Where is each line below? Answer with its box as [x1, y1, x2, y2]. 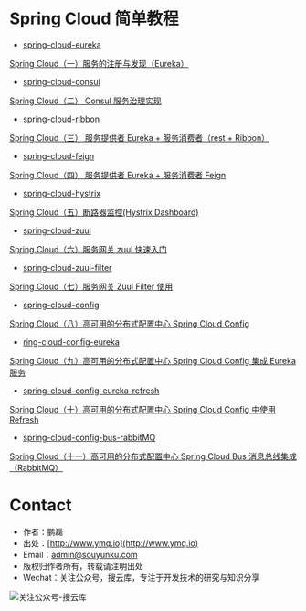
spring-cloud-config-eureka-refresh [22, 385, 160, 396]
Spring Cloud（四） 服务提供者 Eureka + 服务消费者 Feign [9, 169, 227, 180]
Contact [9, 495, 72, 516]
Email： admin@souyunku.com [22, 549, 139, 560]
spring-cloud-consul [22, 76, 100, 87]
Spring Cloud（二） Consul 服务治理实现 [9, 95, 162, 106]
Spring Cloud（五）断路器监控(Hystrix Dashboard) [9, 207, 199, 218]
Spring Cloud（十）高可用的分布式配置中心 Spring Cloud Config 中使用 [9, 403, 276, 414]
